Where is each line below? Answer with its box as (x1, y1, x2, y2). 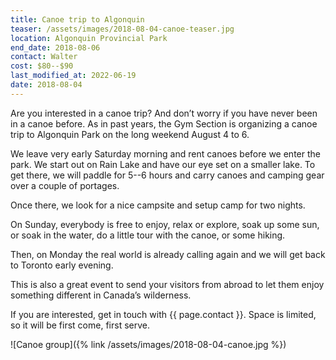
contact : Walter (10, 52, 78, 62)
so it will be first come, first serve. (10, 319, 150, 331)
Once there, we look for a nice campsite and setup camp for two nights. (10, 199, 306, 211)
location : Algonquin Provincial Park (10, 33, 168, 43)
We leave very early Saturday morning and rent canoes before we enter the (10, 147, 321, 160)
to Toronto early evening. (10, 259, 114, 271)
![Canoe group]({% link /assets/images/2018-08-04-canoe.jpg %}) (10, 338, 287, 350)
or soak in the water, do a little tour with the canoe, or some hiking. (10, 229, 286, 241)
